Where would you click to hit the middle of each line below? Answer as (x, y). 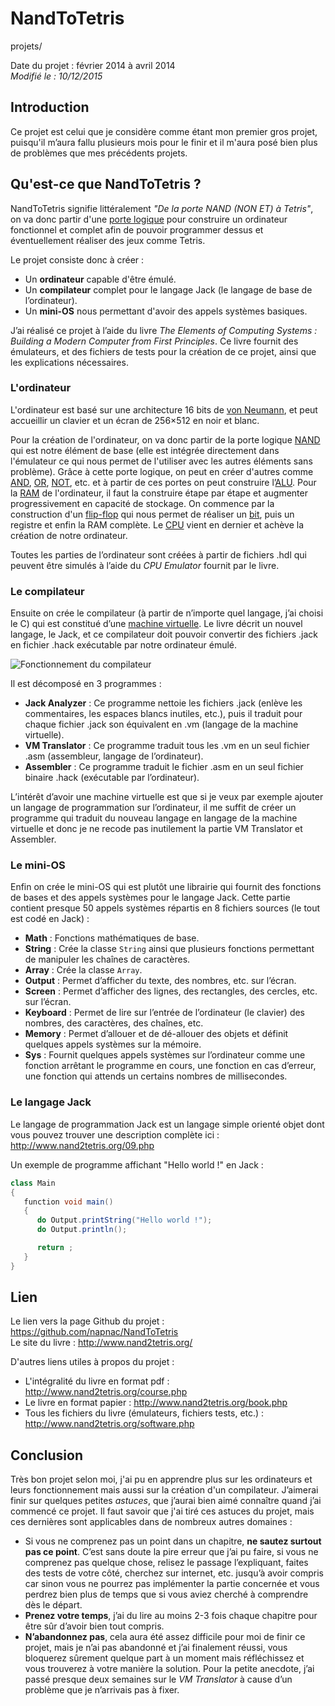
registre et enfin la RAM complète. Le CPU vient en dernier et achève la (157, 524)
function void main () (68, 1202)
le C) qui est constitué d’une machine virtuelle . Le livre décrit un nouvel (156, 624)
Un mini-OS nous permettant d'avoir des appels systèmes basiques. (166, 311)
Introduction (50, 107)
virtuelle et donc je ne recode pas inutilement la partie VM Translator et (156, 829)
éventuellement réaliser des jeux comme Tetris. (108, 240)
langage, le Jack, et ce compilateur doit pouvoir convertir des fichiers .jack (164, 634)
